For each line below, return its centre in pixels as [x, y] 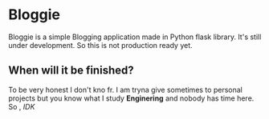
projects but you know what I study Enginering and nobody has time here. [131, 98]
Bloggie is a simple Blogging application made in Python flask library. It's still [135, 37]
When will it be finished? [71, 71]
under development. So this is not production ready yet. [100, 45]
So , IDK [22, 106]
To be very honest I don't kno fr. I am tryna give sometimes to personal [125, 89]
